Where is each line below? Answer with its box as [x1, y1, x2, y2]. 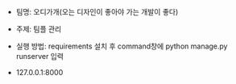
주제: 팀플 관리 [15, 24, 62, 34]
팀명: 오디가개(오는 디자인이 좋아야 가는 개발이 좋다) [15, 7, 179, 16]
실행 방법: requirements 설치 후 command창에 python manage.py [15, 41, 228, 51]
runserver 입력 [15, 52, 64, 61]
